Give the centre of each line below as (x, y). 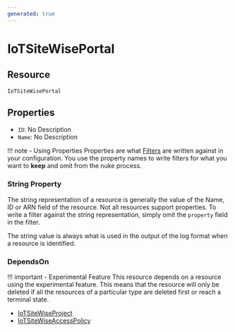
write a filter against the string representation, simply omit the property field (117, 214)
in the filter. (24, 222)
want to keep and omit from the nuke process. (75, 166)
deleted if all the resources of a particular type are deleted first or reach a (114, 292)
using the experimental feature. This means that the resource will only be (114, 285)
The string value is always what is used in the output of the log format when (117, 236)
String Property (35, 184)
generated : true (31, 14)
